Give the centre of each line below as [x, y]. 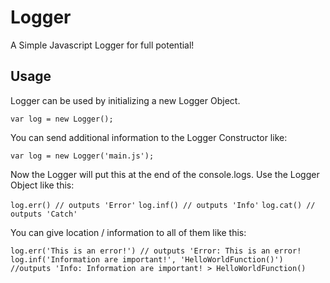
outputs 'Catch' [44, 214]
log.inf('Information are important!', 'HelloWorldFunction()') [147, 259]
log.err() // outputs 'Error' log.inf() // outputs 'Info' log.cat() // [163, 205]
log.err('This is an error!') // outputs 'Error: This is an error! [156, 251]
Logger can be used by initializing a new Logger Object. [125, 100]
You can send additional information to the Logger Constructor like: [149, 137]
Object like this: [42, 185]
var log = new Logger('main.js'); [82, 156]
